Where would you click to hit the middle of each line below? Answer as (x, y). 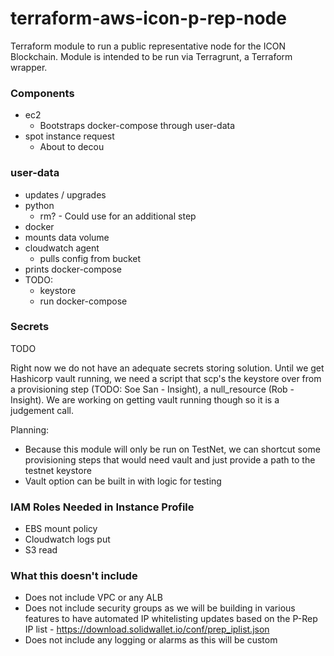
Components (42, 93)
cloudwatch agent (62, 248)
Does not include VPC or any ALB (93, 598)
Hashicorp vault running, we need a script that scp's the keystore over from (166, 378)
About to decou (72, 147)
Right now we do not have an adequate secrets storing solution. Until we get (167, 368)
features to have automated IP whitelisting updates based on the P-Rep (171, 619)
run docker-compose (83, 301)
